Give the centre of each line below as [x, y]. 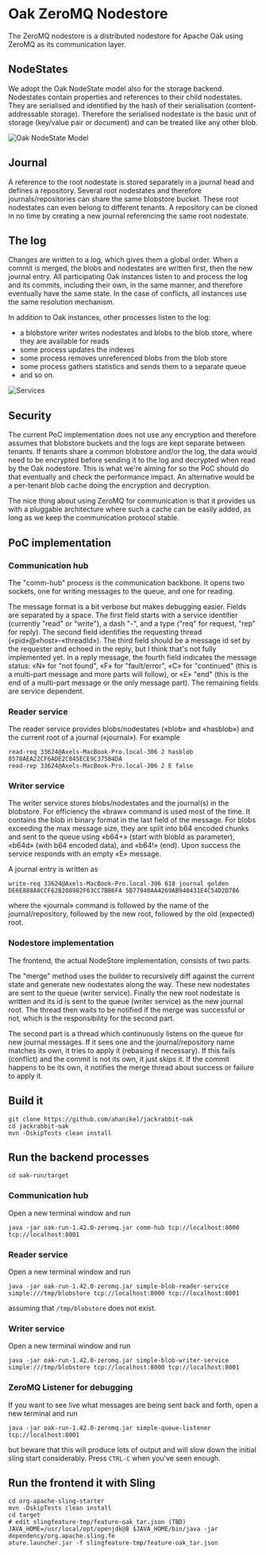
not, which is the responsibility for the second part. [91, 1018]
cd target [25, 1515]
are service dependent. [46, 691]
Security [30, 416]
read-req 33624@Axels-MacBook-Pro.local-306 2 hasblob [101, 752]
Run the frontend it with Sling [82, 1483]
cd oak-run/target [39, 1176]
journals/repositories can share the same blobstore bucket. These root [123, 199]
